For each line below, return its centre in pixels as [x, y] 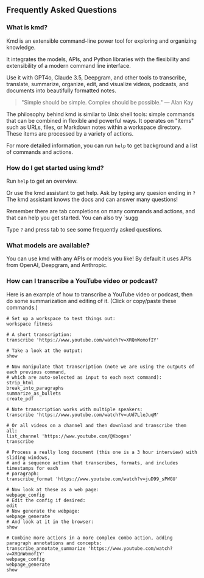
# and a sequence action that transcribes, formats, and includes [92, 463]
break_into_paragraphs [35, 388]
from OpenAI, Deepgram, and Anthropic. [57, 265]
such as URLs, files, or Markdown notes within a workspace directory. [94, 127]
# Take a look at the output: [45, 351]
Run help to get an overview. [42, 181]
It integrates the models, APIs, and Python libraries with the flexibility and [98, 59]
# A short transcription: [39, 335]
